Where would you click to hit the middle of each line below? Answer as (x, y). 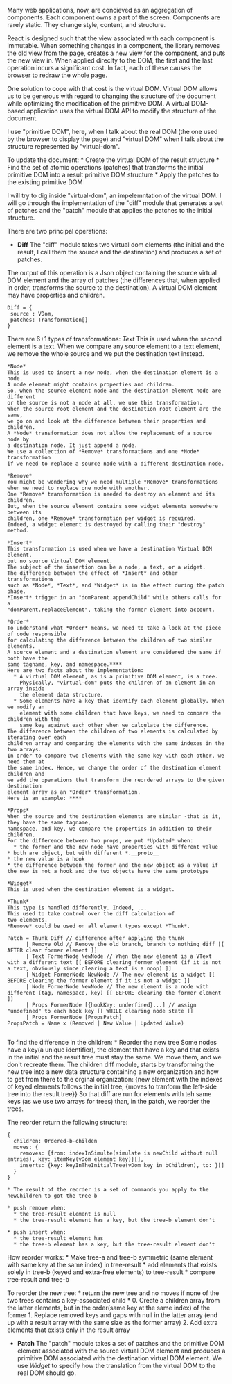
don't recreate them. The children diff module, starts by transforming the (111, 1064)
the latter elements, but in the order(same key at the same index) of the (109, 1308)
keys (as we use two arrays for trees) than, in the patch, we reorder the (109, 1101)
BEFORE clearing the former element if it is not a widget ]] (99, 981)
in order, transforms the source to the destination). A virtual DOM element (112, 287)
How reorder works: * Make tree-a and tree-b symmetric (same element (110, 1257)
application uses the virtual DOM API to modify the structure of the (122, 111)
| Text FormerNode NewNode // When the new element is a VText (119, 956)
